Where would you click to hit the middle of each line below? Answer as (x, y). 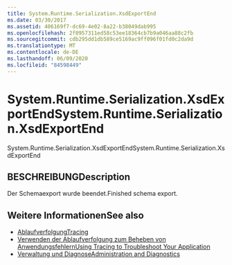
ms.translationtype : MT (42, 46)
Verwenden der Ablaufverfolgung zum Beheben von (91, 239)
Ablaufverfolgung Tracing (53, 232)
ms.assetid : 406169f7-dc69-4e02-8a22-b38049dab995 (82, 26)
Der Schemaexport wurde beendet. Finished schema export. (92, 194)
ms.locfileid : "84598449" (44, 65)
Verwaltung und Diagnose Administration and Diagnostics (98, 254)
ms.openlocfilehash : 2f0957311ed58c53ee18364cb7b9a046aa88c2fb (100, 33)
